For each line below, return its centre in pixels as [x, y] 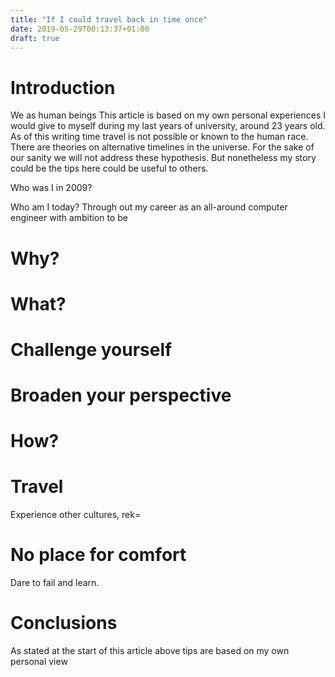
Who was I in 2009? [51, 188]
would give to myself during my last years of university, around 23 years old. [168, 126]
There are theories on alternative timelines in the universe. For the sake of [162, 147]
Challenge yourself [91, 349]
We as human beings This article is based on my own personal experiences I [168, 115]
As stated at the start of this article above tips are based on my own [150, 651]
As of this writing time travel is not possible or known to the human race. [159, 137]
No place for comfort [98, 555]
